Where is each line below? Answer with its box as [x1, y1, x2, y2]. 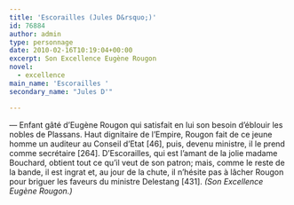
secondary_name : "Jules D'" [9, 87, 114, 96]
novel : [9, 63, 34, 72]
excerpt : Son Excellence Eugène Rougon [9, 54, 157, 63]
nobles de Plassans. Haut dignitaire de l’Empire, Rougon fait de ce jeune [9, 129, 273, 139]
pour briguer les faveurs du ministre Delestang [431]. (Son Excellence [9, 176, 264, 186]
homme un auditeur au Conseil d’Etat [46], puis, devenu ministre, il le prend [9, 138, 286, 149]
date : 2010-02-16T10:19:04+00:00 [9, 46, 133, 55]
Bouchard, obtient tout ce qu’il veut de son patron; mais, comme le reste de [9, 157, 286, 168]
